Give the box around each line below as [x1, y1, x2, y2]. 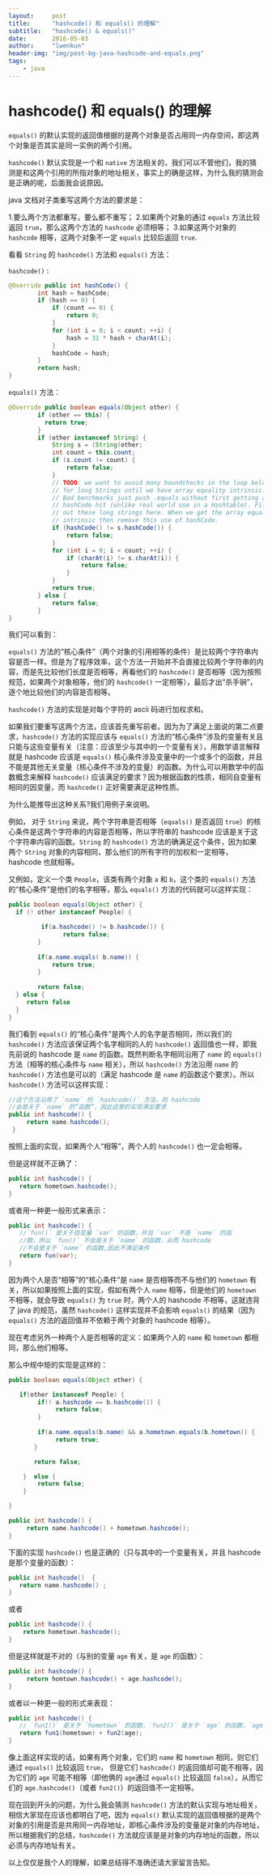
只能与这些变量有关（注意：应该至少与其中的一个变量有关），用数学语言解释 [8, 742, 261, 752]
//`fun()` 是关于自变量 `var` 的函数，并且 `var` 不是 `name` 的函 [19, 1229, 232, 1237]
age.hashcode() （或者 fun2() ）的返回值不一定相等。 [23, 1783, 199, 1792]
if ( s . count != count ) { [51, 456, 136, 465]
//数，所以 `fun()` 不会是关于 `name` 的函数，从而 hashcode [19, 1237, 212, 1245]
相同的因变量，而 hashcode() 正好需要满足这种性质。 [8, 783, 184, 792]
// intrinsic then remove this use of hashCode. [51, 516, 219, 524]
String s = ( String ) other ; [51, 441, 143, 449]
